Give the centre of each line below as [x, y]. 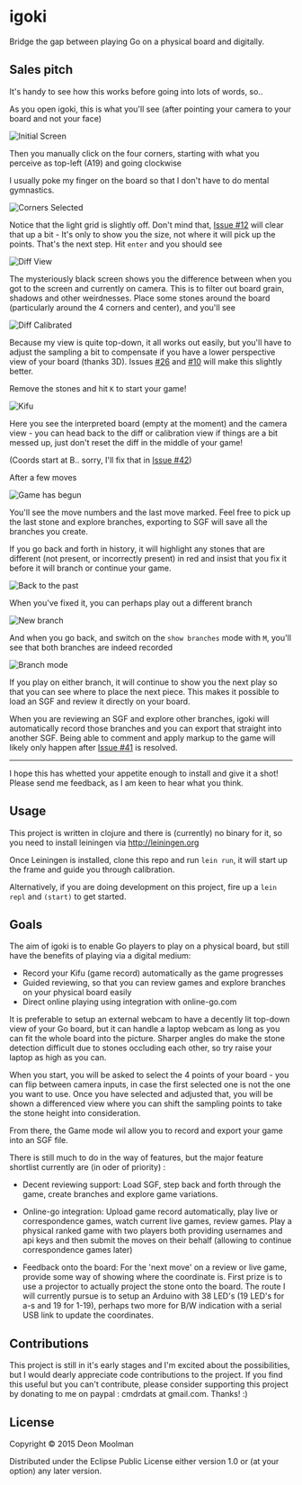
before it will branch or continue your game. [90, 568]
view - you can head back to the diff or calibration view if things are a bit [144, 433]
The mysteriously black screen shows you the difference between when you [151, 279]
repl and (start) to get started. [68, 896]
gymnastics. [32, 190]
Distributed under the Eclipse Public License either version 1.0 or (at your [144, 1461]
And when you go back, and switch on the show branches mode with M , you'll [151, 637]
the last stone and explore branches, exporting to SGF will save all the [138, 522]
